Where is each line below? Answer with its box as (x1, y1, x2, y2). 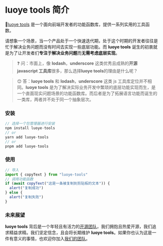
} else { (5, 190, 23, 195)
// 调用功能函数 (5, 176, 33, 181)
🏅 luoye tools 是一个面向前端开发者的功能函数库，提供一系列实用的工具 (5, 21, 146, 27)
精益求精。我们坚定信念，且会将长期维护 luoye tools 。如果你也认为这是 (9, 229, 152, 236)
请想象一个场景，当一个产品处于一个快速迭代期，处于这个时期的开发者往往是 (5, 37, 158, 44)
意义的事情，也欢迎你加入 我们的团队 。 (13, 236, 90, 242)
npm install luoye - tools (5, 126, 55, 131)
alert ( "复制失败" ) (9, 195, 44, 200)
